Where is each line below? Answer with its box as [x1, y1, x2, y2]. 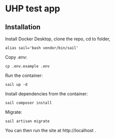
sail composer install [5, 100, 52, 105]
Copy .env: [5, 54, 27, 60]
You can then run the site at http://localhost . [5, 128, 96, 133]
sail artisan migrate [5, 119, 50, 124]
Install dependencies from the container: [5, 91, 88, 97]
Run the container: [5, 72, 43, 78]
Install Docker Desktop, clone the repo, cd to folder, [5, 36, 111, 42]
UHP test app [5, 3, 60, 14]
